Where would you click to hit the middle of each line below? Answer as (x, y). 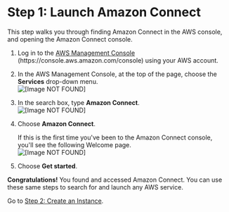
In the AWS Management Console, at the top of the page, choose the (117, 74)
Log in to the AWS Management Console (76, 53)
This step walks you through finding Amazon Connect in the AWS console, (115, 32)
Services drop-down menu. (58, 81)
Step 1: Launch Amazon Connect (104, 12)
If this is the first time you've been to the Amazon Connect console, (115, 137)
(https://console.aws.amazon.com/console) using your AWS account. (118, 60)
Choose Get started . (47, 166)
